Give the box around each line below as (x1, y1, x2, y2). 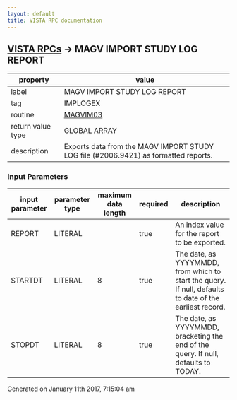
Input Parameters (7, 172, 68, 182)
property (18, 75, 49, 85)
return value (11, 122, 51, 131)
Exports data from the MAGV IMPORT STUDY (63, 142, 214, 152)
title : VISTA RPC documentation (7, 17, 102, 24)
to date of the (175, 293, 220, 302)
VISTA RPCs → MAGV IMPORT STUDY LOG (7, 43, 198, 55)
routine (11, 110, 35, 120)
